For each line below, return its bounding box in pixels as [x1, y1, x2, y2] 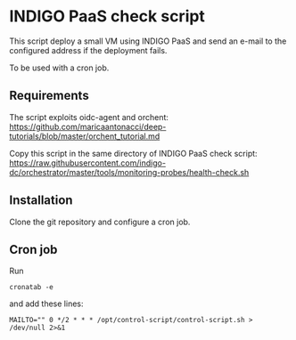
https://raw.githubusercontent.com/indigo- [9, 158, 167, 168]
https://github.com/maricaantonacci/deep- [9, 121, 167, 132]
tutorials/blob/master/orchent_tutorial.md [9, 131, 160, 142]
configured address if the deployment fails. [9, 45, 168, 55]
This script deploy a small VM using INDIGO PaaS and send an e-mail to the [9, 36, 287, 46]
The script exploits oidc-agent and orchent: [9, 111, 169, 122]
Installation [9, 193, 73, 208]
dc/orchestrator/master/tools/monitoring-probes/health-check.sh [9, 166, 250, 177]
